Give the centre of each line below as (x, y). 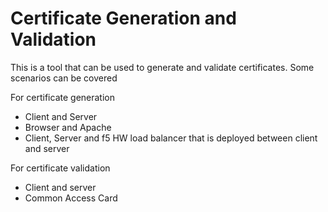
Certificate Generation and (123, 18)
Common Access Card (71, 198)
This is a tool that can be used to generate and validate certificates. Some (162, 67)
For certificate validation (60, 168)
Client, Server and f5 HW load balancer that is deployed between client (171, 138)
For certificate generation (62, 97)
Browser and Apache (68, 127)
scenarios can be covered (64, 78)
